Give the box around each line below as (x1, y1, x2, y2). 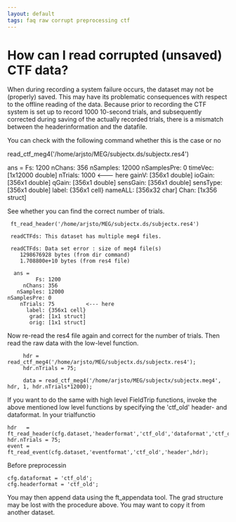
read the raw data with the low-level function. (7, 339, 139, 348)
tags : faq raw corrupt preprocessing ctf (7, 17, 131, 24)
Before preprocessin (7, 461, 67, 470)
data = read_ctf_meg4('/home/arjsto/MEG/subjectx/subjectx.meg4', (22, 377, 221, 384)
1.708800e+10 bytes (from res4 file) (20, 257, 131, 265)
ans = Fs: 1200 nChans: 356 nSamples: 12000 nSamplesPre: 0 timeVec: (7, 163, 214, 172)
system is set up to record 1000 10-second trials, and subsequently (7, 108, 202, 116)
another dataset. (7, 508, 55, 517)
